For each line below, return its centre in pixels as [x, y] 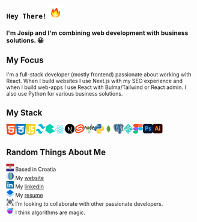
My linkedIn [29, 187]
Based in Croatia [35, 169]
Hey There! [26, 16]
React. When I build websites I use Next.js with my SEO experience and [95, 81]
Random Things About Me [56, 153]
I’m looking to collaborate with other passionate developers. [89, 203]
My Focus [25, 60]
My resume [29, 195]
